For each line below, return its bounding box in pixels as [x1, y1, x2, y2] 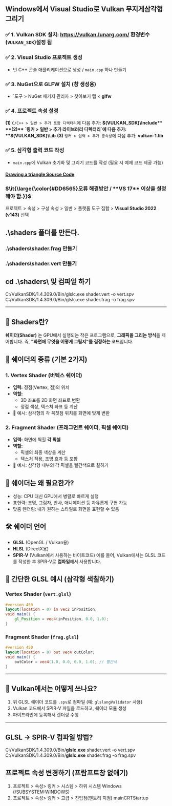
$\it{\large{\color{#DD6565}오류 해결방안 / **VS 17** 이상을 [5, 185, 156, 192]
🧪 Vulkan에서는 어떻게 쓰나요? [5, 684, 97, 693]
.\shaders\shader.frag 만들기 [5, 245, 77, 252]
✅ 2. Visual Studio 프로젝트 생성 [5, 54, 83, 61]
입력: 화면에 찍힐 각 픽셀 [12, 437, 61, 443]
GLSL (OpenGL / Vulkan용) [12, 539, 69, 545]
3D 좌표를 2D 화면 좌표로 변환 [20, 397, 80, 403]
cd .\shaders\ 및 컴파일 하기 [5, 277, 91, 286]
